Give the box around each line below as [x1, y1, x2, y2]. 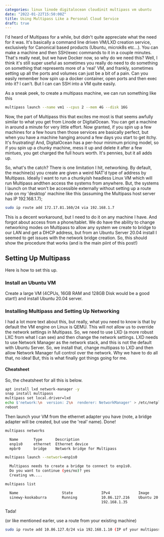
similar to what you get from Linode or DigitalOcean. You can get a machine [5, 119, 157, 125]
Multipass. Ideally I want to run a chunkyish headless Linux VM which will [5, 175, 153, 181]
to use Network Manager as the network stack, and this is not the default [5, 340, 152, 346]
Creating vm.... [9, 473, 42, 478]
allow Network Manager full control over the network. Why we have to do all [5, 350, 158, 356]
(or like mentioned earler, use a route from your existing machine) [5, 518, 137, 524]
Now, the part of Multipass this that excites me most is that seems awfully [5, 114, 153, 120]
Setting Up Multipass [5, 254, 71, 263]
